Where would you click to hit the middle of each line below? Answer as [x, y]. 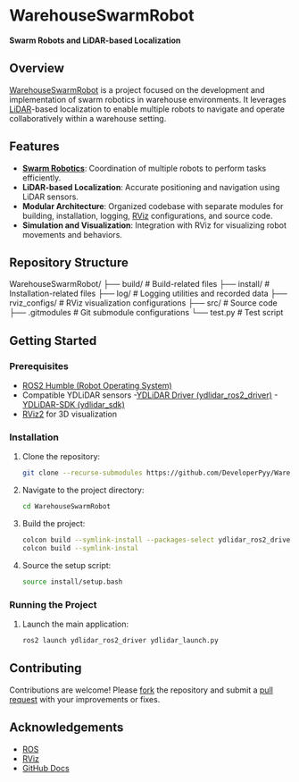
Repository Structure [69, 262]
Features [34, 147]
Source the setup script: [66, 565]
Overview [37, 68]
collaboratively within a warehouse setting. [88, 118]
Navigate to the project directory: [83, 490]
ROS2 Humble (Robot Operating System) [97, 386]
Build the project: [54, 524]
